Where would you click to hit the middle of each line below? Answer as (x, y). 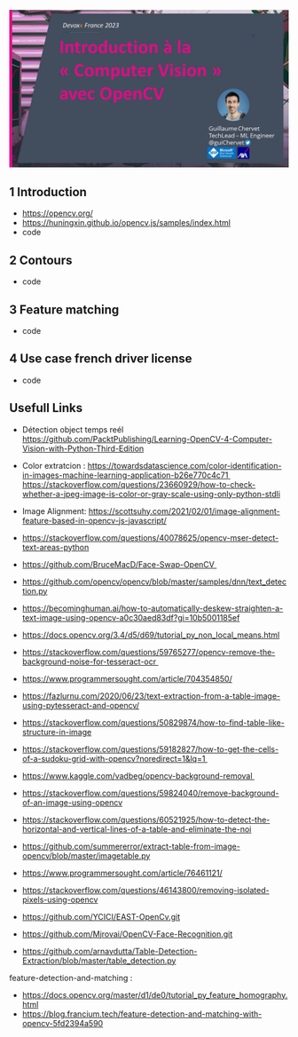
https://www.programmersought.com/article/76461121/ (122, 873)
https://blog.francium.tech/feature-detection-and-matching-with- (142, 1014)
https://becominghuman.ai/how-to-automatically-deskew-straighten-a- (153, 608)
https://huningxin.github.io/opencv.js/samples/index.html (126, 223)
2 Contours (41, 260)
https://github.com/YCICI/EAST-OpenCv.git (101, 916)
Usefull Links (46, 408)
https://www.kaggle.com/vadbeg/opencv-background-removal (137, 776)
